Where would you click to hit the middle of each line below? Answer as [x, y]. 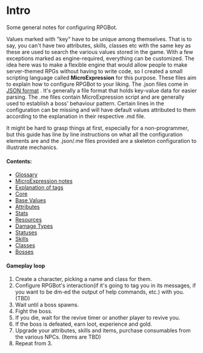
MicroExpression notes [44, 181]
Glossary [26, 175]
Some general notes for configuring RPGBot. [62, 27]
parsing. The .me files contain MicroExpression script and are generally [95, 97]
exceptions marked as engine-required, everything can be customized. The [101, 58]
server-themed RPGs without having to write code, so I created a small [95, 71]
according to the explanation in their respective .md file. [76, 116]
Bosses [24, 252]
